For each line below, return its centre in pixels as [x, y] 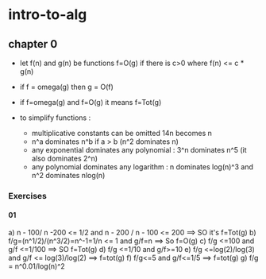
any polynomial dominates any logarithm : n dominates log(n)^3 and [143, 167]
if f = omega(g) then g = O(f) [66, 87]
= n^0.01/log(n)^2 [37, 266]
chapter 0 [33, 44]
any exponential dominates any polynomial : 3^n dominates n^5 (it [139, 150]
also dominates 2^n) [64, 158]
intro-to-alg [48, 15]
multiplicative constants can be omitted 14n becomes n [122, 133]
